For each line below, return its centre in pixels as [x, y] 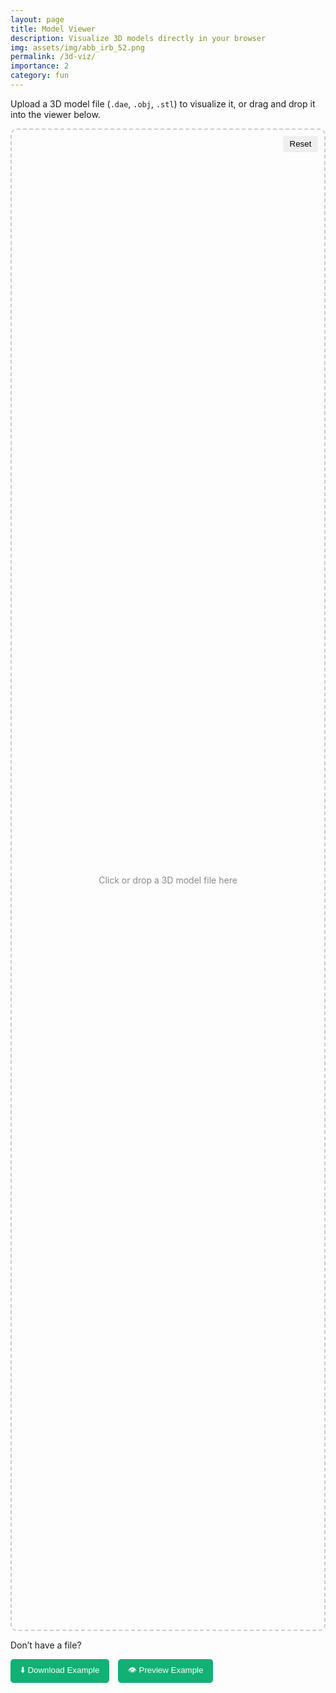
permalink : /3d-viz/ [53, 57]
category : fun [40, 76]
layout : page [37, 19]
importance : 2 [40, 66]
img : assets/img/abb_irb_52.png [77, 47]
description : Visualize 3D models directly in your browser [138, 38]
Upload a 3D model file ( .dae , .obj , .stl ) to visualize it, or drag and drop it [163, 103]
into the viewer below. [55, 114]
